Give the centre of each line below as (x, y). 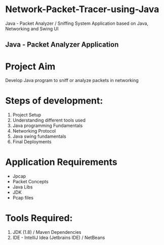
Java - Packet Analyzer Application (62, 45)
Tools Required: (39, 218)
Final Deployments (32, 142)
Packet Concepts (31, 182)
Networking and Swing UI (32, 28)
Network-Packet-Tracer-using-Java (82, 9)
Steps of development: (54, 101)
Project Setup (27, 115)
